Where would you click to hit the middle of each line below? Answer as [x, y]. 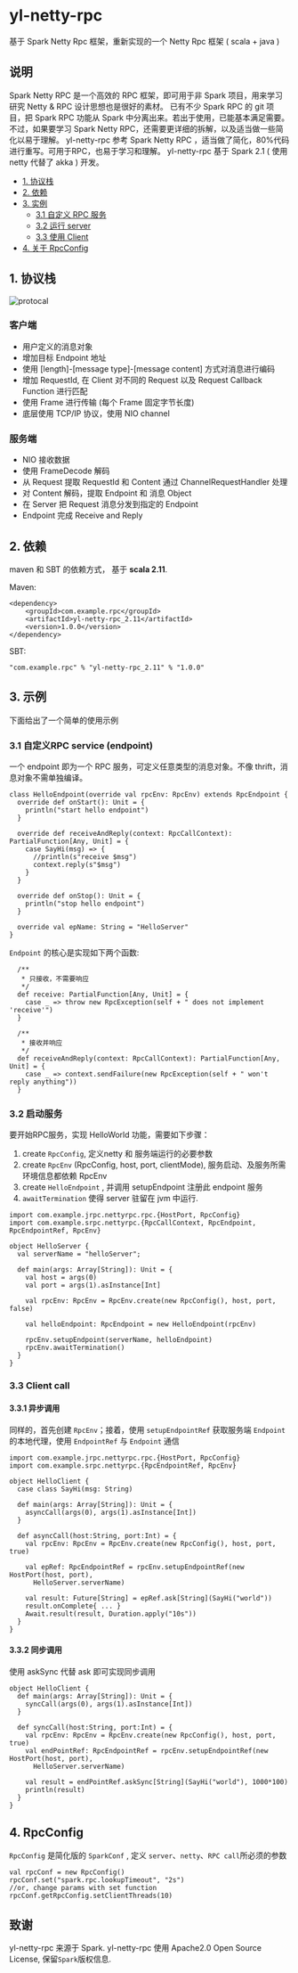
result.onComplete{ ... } [73, 1606]
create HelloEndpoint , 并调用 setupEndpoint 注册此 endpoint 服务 [142, 1187]
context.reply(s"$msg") [77, 865]
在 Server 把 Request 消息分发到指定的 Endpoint [110, 504]
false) [21, 1309]
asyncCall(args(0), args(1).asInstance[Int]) [111, 1512]
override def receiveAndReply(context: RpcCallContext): [125, 834]
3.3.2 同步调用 [36, 1650]
